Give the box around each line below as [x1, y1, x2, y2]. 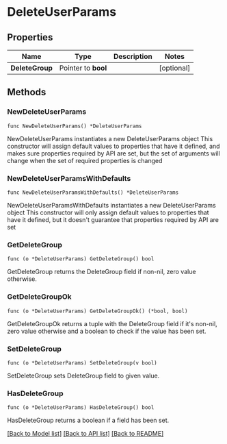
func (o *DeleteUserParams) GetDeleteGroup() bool [7, 256, 155, 262]
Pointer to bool [59, 63, 107, 73]
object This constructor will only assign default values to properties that [7, 208, 210, 217]
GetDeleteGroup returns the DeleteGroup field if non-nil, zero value [7, 268, 196, 276]
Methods [7, 86, 46, 98]
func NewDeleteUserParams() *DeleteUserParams [7, 123, 142, 129]
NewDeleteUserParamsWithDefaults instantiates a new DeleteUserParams [7, 201, 217, 209]
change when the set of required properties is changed [7, 156, 163, 164]
